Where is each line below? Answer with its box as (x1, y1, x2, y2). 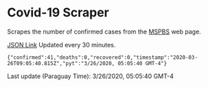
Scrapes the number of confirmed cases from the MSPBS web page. (7, 27, 201, 36)
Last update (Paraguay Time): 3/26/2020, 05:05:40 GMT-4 (7, 72, 174, 80)
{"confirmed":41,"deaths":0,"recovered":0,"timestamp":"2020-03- (7, 53, 198, 61)
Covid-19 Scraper (7, 5, 110, 21)
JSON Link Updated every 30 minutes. (7, 40, 116, 49)
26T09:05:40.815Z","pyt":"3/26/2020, (7, 60, 115, 66)
